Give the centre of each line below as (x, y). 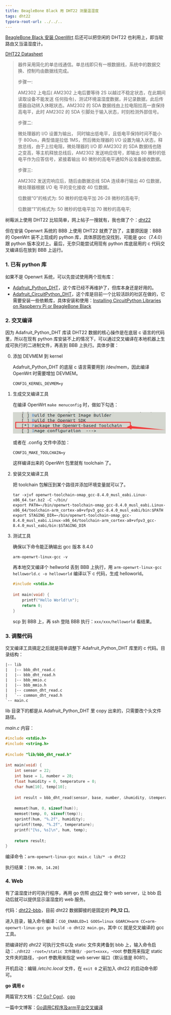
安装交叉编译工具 (31, 474)
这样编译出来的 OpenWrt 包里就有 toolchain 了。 (63, 463)
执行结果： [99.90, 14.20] (33, 868)
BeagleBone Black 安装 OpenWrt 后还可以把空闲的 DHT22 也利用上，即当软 (84, 37)
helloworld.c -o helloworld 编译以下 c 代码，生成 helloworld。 (79, 573)
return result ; (31, 841)
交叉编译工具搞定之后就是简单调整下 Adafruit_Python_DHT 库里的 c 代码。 (83, 648)
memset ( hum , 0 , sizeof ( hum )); (47, 808)
